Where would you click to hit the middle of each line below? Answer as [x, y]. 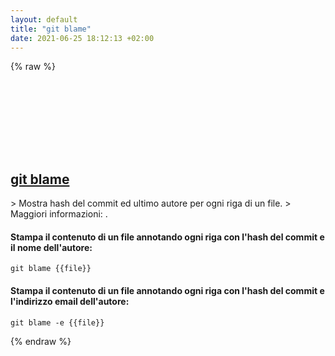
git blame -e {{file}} [57, 322]
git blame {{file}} [51, 269]
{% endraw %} [41, 341]
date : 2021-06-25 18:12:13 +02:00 [82, 38]
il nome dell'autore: [51, 247]
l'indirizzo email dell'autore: [70, 301]
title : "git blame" [51, 29]
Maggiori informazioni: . [59, 214]
